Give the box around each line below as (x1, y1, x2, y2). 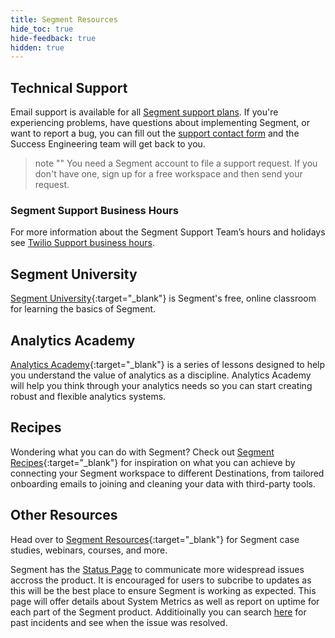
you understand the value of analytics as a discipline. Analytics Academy (10, 369, 312, 381)
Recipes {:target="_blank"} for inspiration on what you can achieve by (10, 456, 296, 468)
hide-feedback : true (10, 33, 97, 43)
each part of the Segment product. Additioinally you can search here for (10, 606, 307, 618)
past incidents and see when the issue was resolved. (10, 616, 228, 628)
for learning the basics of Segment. (10, 303, 157, 315)
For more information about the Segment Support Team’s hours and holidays (10, 226, 326, 238)
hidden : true (10, 42, 65, 53)
